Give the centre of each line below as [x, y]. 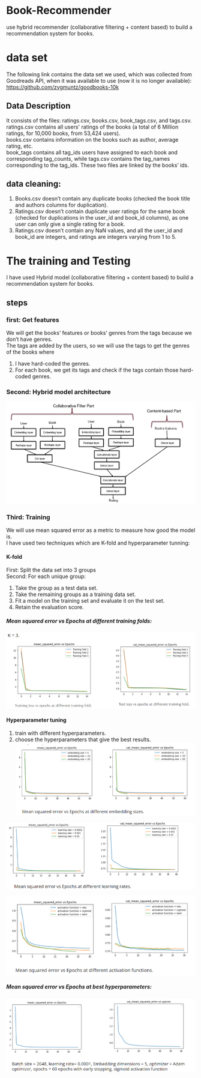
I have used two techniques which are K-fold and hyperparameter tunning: [98, 543]
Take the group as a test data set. [56, 588]
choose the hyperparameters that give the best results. [83, 739]
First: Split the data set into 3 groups [51, 570]
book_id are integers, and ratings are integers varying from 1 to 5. [96, 236]
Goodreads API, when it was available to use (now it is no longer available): [99, 80]
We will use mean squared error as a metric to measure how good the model [101, 530]
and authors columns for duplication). [61, 205]
